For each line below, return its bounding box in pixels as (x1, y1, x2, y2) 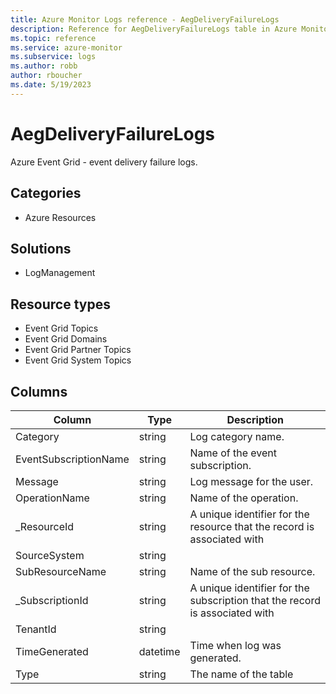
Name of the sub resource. (189, 564, 316, 578)
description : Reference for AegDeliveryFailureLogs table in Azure (10, 24, 298, 34)
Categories (10, 185, 82, 202)
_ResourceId (15, 519, 75, 533)
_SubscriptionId (15, 593, 89, 607)
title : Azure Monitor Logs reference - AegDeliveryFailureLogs (10, 14, 280, 25)
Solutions (10, 240, 72, 257)
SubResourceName (15, 564, 107, 578)
